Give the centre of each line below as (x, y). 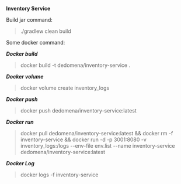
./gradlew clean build (46, 31)
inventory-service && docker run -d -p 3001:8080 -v (83, 139)
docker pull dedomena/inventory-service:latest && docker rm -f (97, 133)
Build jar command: (29, 20)
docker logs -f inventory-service (59, 175)
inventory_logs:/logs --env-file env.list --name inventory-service (98, 146)
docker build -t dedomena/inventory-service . (75, 65)
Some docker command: (36, 42)
